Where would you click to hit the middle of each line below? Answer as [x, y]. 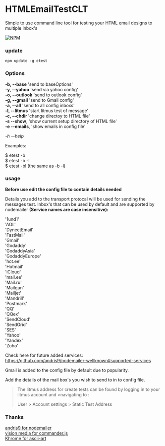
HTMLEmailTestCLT [47, 9]
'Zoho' [12, 345]
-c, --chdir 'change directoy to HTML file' [48, 116]
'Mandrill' [15, 298]
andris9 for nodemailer [28, 428]
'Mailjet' [13, 293]
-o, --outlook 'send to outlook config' [44, 95]
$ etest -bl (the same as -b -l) [35, 166]
